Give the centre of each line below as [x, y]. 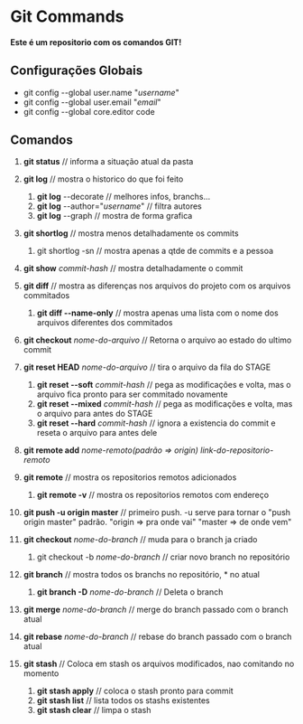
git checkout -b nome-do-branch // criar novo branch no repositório [163, 557]
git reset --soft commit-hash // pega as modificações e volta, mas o [164, 385]
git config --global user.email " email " [92, 102]
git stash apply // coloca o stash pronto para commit [135, 691]
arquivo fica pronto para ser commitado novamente [132, 394]
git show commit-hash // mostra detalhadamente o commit [133, 268]
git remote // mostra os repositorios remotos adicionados [130, 477]
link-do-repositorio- [237, 450]
